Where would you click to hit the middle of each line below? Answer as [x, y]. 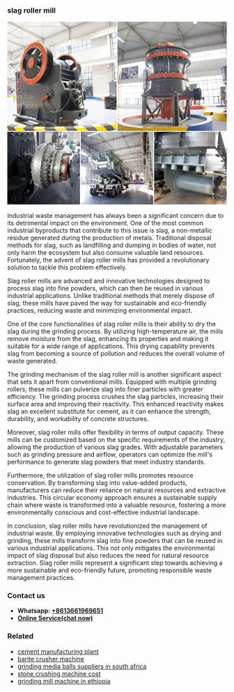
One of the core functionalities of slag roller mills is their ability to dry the [111, 324]
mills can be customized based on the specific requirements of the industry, [116, 439]
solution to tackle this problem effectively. [67, 267]
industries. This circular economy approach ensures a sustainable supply [112, 497]
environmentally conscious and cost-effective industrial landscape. [103, 512]
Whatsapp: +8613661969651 [60, 611]
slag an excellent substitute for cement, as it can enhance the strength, [109, 411]
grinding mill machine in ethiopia [64, 681]
